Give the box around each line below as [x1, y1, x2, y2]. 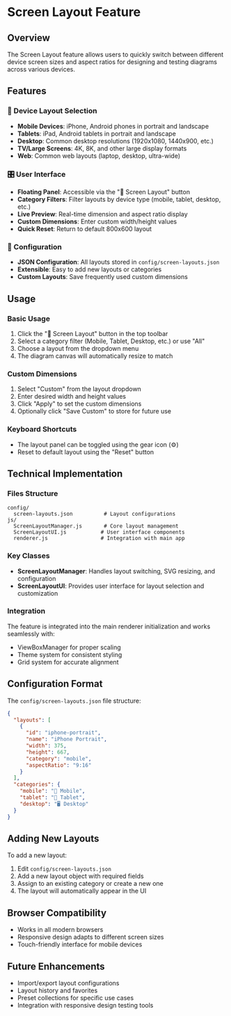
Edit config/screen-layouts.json [17, 864, 111, 873]
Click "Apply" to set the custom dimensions [17, 399, 142, 408]
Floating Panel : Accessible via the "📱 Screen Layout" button [17, 187, 190, 196]
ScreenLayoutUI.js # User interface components [13, 529, 186, 536]
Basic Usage [7, 314, 51, 324]
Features [7, 85, 47, 97]
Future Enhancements [7, 960, 106, 972]
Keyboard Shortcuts [7, 424, 77, 434]
